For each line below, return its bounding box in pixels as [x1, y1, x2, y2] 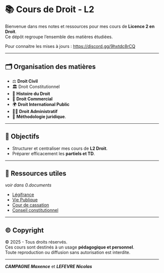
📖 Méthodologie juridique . [12, 114, 66, 119]
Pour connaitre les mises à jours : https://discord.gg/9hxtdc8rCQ [5, 43, 136, 49]
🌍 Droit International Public [12, 101, 70, 107]
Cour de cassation [12, 202, 49, 208]
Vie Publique [12, 197, 38, 203]
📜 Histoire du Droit [12, 91, 50, 96]
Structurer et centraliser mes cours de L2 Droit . [12, 145, 108, 151]
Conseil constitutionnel [12, 207, 59, 213]
